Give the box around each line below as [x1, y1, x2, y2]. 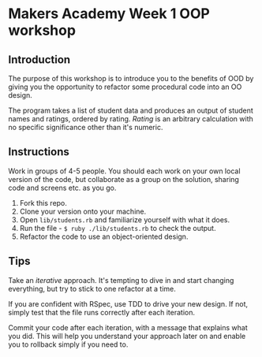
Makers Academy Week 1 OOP [8, 5, 211, 23]
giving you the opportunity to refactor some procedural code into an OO [8, 82, 242, 91]
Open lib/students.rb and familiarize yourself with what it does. [19, 214, 230, 225]
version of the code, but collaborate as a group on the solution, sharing [8, 174, 239, 184]
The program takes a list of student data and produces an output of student [8, 106, 254, 115]
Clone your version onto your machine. [19, 206, 147, 216]
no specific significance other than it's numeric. [8, 123, 163, 132]
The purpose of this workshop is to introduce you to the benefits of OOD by [8, 74, 254, 83]
